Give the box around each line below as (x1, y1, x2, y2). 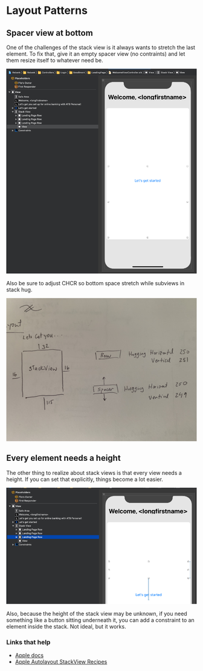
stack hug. (6, 286, 33, 293)
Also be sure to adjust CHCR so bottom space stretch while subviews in (6, 279, 185, 286)
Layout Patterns (6, 4, 88, 18)
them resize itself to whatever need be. (6, 57, 104, 64)
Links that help (6, 638, 51, 646)
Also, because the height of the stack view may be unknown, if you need (6, 610, 187, 617)
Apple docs (14, 652, 44, 659)
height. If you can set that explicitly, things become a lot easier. (6, 475, 163, 483)
